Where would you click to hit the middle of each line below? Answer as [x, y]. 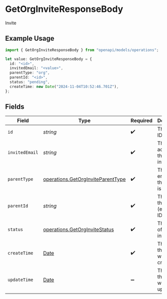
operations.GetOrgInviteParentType [84, 179]
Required [141, 121]
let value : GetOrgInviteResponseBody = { [49, 59]
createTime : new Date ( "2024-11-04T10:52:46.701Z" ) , [64, 86]
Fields [15, 107]
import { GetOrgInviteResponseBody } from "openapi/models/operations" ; [82, 50]
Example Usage [30, 38]
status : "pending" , [30, 82]
